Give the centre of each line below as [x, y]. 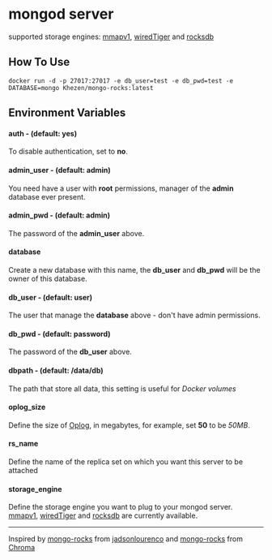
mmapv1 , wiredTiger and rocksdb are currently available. [103, 515]
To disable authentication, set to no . [68, 152]
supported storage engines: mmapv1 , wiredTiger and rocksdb [111, 37]
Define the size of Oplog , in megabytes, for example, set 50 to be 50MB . [130, 425]
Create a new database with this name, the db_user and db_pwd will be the [134, 269]
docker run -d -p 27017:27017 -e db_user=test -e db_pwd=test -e [121, 81]
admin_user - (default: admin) [59, 170]
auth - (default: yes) [43, 133]
